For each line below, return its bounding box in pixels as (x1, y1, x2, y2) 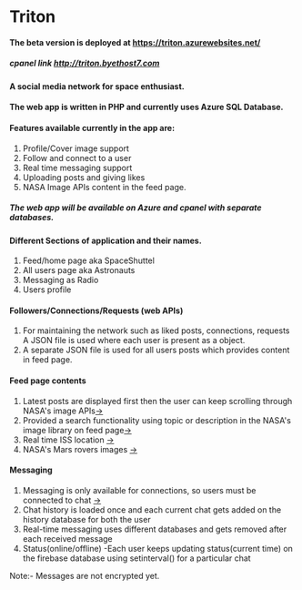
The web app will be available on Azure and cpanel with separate (9, 202, 262, 213)
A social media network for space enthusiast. (9, 80, 185, 92)
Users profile (22, 284, 72, 295)
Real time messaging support (22, 162, 133, 173)
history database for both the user (22, 514, 152, 524)
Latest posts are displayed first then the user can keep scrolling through (22, 395, 293, 406)
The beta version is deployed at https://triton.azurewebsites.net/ (9, 36, 261, 47)
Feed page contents (9, 375, 86, 386)
